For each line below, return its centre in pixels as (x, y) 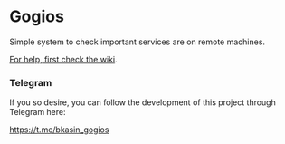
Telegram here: (38, 112)
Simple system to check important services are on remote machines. (137, 42)
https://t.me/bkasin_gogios (59, 130)
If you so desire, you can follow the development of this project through (142, 102)
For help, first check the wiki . (63, 59)
